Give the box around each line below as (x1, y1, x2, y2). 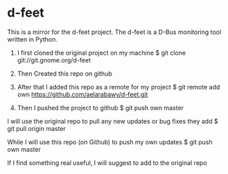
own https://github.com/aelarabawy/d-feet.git (17, 90, 148, 98)
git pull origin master (7, 124, 66, 132)
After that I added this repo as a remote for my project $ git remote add (17, 82, 220, 91)
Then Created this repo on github (17, 69, 112, 78)
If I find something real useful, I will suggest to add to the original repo (7, 158, 207, 167)
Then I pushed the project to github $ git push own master (17, 103, 184, 112)
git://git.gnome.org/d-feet (17, 55, 91, 64)
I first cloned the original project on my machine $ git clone (17, 49, 186, 57)
